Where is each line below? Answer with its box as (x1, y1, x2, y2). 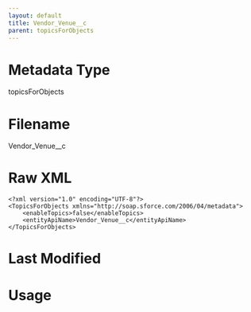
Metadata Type (8, 60, 110, 79)
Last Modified (8, 250, 102, 267)
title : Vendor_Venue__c (8, 19, 87, 27)
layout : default (8, 11, 62, 20)
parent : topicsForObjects (8, 26, 94, 34)
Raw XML (8, 169, 72, 187)
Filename (8, 115, 71, 133)
